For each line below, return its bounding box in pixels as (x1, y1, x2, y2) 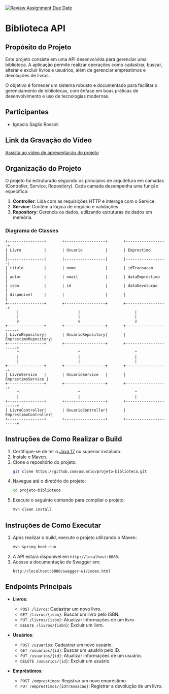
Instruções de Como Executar (5, 521, 102, 529)
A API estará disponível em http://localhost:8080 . (12, 553, 119, 559)
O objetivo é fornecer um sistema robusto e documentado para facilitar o (5, 82, 158, 88)
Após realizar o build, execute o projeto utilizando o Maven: (12, 534, 137, 541)
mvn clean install (12, 507, 52, 512)
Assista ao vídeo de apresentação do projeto (5, 149, 99, 155)
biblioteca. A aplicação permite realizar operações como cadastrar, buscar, (5, 61, 162, 68)
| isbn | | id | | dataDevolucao (5, 283, 158, 288)
